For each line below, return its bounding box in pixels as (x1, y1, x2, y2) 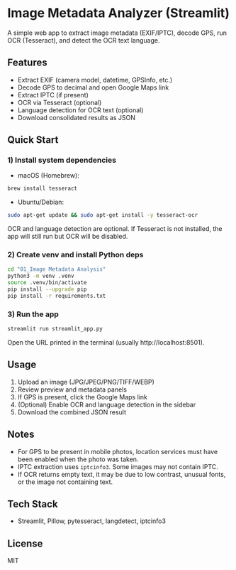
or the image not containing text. (17, 478, 113, 486)
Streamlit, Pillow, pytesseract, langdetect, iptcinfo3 (17, 517, 167, 525)
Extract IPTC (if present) (17, 90, 89, 99)
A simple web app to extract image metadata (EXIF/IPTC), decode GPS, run (7, 28, 227, 37)
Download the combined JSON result (17, 407, 126, 416)
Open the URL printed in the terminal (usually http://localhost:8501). (7, 338, 205, 347)
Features (7, 57, 47, 69)
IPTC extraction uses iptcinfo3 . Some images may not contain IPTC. (17, 462, 218, 470)
